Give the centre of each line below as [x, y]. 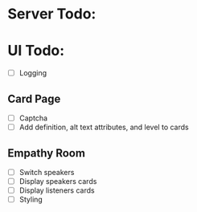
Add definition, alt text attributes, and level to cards [104, 127]
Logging [33, 73]
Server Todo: [52, 14]
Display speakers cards [58, 181]
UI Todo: [36, 51]
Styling [31, 200]
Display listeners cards [57, 190]
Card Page [34, 98]
